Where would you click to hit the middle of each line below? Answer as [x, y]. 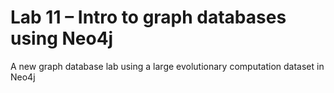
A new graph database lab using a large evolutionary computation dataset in [167, 66]
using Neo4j [62, 38]
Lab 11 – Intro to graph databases [148, 17]
